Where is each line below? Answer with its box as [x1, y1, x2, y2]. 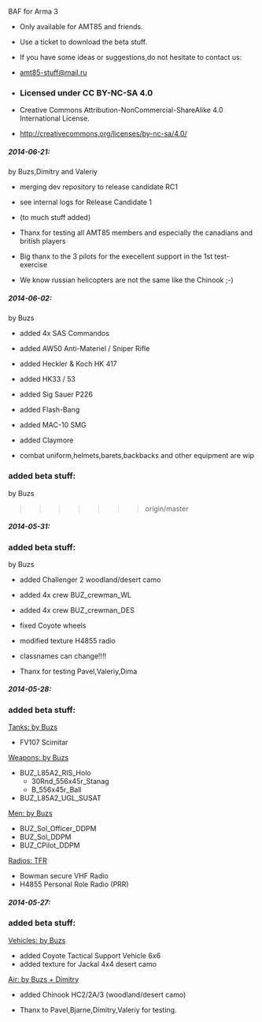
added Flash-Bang [19, 405, 80, 415]
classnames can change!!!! [19, 651, 107, 661]
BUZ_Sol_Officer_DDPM [19, 824, 97, 834]
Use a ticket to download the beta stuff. [19, 37, 148, 47]
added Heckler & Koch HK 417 [19, 359, 118, 369]
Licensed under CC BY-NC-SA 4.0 [19, 87, 153, 98]
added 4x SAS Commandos [19, 329, 110, 338]
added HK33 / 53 [19, 375, 76, 384]
